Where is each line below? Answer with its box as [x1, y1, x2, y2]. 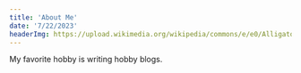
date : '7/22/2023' [9, 21, 78, 30]
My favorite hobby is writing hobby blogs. [9, 54, 163, 65]
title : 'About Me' [9, 12, 78, 22]
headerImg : [9, 29, 50, 38]
